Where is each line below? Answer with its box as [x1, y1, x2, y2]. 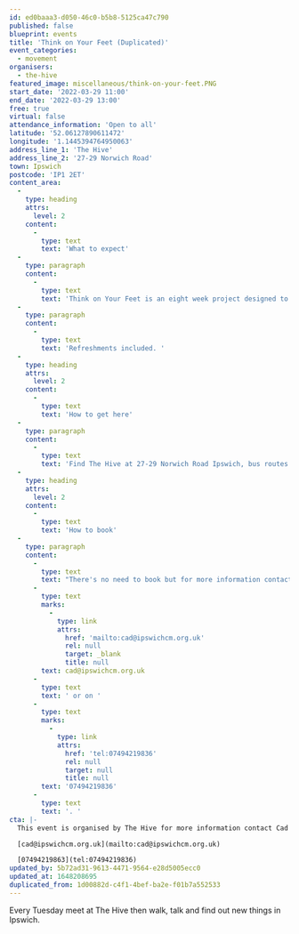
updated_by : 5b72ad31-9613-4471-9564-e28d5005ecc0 [9, 864, 201, 873]
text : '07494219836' [41, 782, 117, 792]
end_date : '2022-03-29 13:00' [9, 95, 122, 105]
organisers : [9, 63, 53, 72]
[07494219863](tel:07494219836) [17, 856, 138, 865]
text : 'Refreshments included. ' [41, 343, 166, 352]
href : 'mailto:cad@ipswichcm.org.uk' [65, 633, 205, 642]
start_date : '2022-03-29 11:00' [9, 87, 129, 96]
